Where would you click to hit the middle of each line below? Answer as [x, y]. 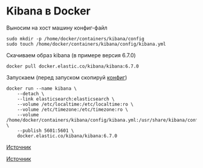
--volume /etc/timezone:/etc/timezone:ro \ [73, 110]
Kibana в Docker [48, 11]
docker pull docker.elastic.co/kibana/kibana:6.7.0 [72, 66]
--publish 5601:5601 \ [46, 131]
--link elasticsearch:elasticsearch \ [66, 99]
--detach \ [31, 94]
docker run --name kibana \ [42, 89]
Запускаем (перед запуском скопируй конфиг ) [67, 77]
